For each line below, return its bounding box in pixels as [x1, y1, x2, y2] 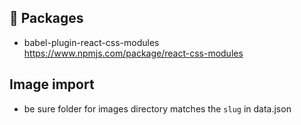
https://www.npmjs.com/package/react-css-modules [23, 47, 244, 59]
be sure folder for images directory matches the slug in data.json [23, 102, 292, 115]
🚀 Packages [9, 10, 84, 27]
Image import [9, 76, 95, 93]
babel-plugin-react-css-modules [23, 36, 160, 48]
